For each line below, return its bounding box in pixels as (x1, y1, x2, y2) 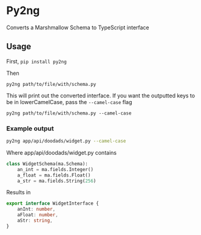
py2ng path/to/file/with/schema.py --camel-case (6, 110, 132, 116)
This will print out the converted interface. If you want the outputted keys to (6, 92, 196, 99)
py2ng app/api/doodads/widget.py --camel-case (6, 138, 126, 144)
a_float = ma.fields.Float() (17, 172, 91, 178)
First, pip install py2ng (6, 57, 67, 65)
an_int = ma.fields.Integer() (17, 166, 94, 172)
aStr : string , (17, 217, 53, 224)
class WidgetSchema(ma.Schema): (6, 161, 88, 167)
